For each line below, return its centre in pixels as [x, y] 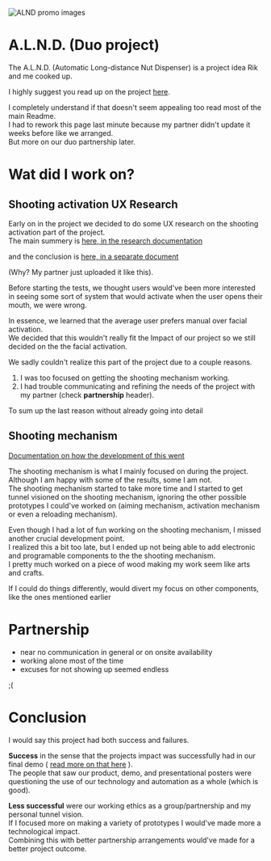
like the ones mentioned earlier [60, 597]
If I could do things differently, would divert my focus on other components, [134, 588]
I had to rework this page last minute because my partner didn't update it [129, 125]
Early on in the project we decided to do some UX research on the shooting [133, 223]
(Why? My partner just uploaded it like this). [81, 272]
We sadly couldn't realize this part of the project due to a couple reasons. [130, 362]
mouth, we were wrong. [48, 305]
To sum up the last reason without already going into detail [106, 410]
